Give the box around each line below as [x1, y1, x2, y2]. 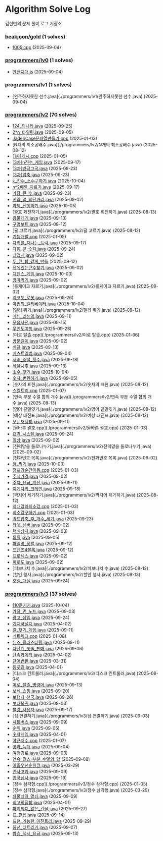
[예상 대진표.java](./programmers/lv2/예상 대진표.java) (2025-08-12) [12, 412, 149, 418]
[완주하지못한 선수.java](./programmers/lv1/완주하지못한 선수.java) [12, 93, 143, 99]
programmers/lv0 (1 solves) [5, 57, 73, 64]
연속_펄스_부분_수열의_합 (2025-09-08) [12, 756, 90, 762]
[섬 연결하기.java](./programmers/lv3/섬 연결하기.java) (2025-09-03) [12, 713, 150, 719]
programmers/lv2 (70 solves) [5, 111, 77, 118]
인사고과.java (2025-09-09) [12, 769, 68, 775]
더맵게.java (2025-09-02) [12, 252, 64, 258]
